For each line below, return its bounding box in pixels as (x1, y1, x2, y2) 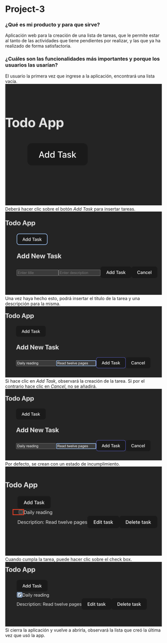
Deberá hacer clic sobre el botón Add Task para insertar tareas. (5, 206, 136, 212)
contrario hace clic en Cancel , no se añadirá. (5, 384, 97, 390)
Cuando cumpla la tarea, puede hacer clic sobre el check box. (5, 556, 132, 562)
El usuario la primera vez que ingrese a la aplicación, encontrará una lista (5, 73, 155, 79)
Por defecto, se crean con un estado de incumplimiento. (5, 461, 120, 467)
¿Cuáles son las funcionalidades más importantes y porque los (5, 56, 160, 63)
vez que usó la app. (5, 632, 46, 638)
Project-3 (5, 3, 45, 15)
